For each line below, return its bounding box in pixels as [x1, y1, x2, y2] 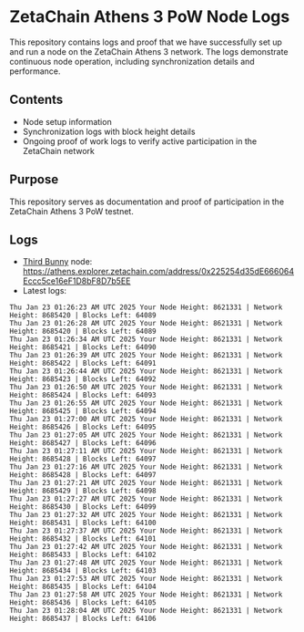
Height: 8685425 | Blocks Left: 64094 [9, 407, 157, 416]
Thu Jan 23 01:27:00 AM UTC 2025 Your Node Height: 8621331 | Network [9, 415, 283, 424]
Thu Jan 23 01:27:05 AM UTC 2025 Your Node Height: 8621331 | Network [9, 430, 283, 440]
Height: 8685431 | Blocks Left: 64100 [9, 518, 157, 528]
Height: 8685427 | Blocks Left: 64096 [9, 439, 157, 448]
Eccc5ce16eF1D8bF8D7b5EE [22, 275, 131, 286]
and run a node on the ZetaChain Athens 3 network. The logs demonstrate [9, 46, 289, 57]
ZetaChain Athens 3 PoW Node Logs [9, 6, 290, 27]
